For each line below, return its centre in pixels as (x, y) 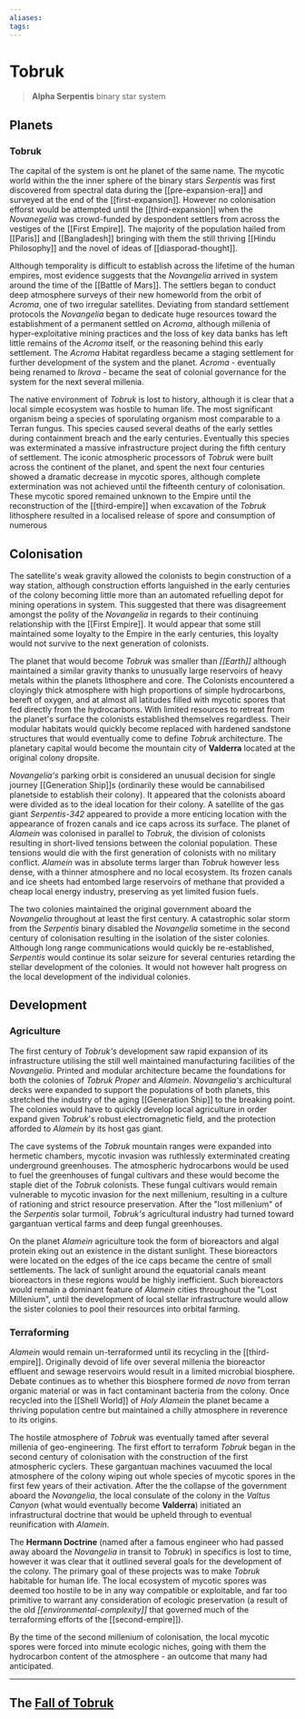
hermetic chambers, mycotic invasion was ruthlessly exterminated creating (150, 1156)
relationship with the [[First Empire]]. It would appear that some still (135, 623)
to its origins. (34, 1420)
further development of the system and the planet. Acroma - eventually (143, 363)
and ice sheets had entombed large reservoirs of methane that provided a (147, 881)
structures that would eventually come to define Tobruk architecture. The (146, 738)
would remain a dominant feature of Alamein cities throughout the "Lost (143, 1289)
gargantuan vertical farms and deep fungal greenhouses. (116, 1223)
